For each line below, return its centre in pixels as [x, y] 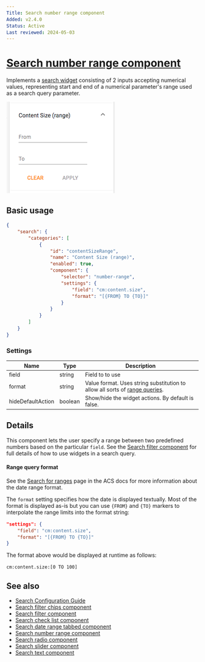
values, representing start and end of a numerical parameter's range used [99, 87]
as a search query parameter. [43, 93]
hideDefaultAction [32, 401]
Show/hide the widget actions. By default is [139, 398]
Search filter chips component [53, 607]
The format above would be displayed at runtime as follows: [81, 555]
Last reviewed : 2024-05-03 [41, 32]
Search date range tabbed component [63, 627]
